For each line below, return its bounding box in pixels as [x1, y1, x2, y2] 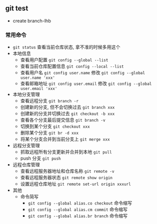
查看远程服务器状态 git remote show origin [20, 174, 113, 181]
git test [5, 4, 29, 13]
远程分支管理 [12, 143, 40, 149]
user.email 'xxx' [20, 86, 58, 92]
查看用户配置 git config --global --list [20, 57, 108, 63]
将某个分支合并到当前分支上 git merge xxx [20, 136, 110, 142]
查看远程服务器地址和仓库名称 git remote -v [20, 168, 115, 174]
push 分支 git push [20, 155, 61, 162]
